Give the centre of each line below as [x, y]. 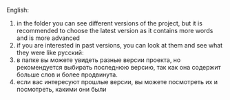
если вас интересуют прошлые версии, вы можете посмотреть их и [117, 82]
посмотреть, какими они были [61, 89]
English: [18, 10]
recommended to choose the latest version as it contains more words [115, 31]
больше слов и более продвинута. [67, 74]
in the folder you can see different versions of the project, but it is [109, 23]
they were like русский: [50, 52]
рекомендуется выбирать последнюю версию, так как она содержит [118, 67]
